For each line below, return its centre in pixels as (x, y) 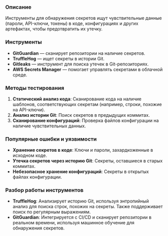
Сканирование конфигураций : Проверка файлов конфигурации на (86, 120)
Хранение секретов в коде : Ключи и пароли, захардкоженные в (83, 150)
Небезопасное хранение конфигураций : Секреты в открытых (81, 172)
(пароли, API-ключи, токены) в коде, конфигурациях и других (72, 23)
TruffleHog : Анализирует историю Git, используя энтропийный (81, 201)
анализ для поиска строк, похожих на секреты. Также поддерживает (88, 207)
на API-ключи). (29, 110)
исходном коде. (30, 155)
